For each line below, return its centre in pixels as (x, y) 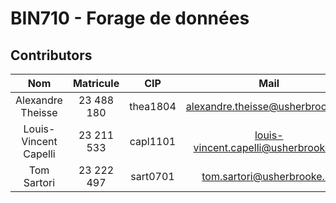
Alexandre (39, 100)
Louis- (39, 129)
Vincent (39, 141)
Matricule (96, 83)
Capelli (39, 154)
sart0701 (152, 176)
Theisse (39, 112)
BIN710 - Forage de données (130, 18)
